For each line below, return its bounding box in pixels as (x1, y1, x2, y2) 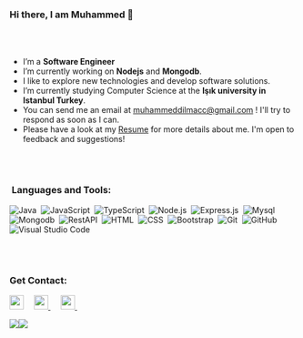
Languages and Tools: (11, 184, 112, 197)
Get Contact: (9, 273, 67, 286)
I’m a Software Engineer (22, 56, 116, 67)
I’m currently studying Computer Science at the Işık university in (22, 86, 267, 97)
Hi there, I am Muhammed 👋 (9, 8, 134, 21)
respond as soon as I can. (22, 114, 120, 126)
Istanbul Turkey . (22, 95, 86, 106)
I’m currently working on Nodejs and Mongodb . (22, 66, 202, 77)
